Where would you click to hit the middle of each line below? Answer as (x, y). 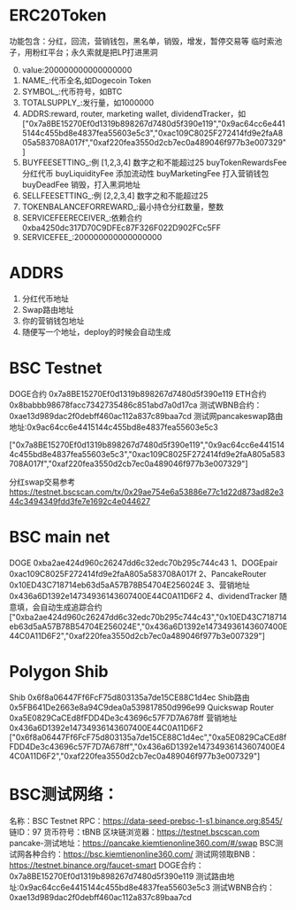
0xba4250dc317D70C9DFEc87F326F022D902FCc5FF (121, 228)
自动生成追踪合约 (71, 607)
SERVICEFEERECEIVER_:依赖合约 (82, 217)
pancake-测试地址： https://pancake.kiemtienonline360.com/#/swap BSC (142, 843)
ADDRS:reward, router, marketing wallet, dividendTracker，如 (133, 113)
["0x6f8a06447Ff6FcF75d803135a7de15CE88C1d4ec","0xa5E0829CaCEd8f (148, 737)
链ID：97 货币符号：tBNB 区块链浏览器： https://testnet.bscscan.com (134, 832)
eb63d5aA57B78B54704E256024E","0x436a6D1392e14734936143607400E (148, 626)
